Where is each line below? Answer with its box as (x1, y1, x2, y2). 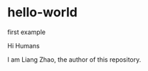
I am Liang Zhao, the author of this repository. (7, 55, 142, 64)
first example (7, 28, 46, 36)
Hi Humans (7, 41, 41, 50)
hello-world (7, 4, 78, 21)
